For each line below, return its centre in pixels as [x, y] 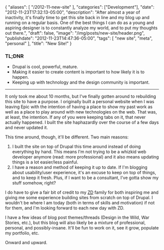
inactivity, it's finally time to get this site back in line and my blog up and [77, 17]
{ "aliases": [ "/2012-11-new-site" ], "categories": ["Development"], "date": [80, 7]
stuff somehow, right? [34, 183]
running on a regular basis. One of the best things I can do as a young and [80, 23]
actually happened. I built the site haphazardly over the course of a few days [82, 122]
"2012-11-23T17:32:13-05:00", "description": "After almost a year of [73, 12]
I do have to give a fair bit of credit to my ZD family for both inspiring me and [82, 192]
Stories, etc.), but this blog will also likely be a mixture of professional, [75, 223]
